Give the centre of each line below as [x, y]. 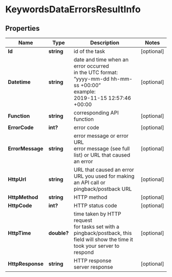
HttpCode [20, 206]
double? [59, 233]
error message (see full [102, 148]
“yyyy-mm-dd [92, 79]
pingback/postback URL [103, 189]
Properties [23, 28]
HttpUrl [17, 179]
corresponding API [96, 113]
